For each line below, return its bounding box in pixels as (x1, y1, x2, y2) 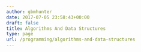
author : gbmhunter (6, 8, 52, 15)
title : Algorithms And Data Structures (6, 25, 106, 32)
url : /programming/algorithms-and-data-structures (6, 36, 136, 42)
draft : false (6, 20, 39, 26)
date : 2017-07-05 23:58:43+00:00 (6, 14, 90, 20)
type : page (6, 31, 34, 37)
